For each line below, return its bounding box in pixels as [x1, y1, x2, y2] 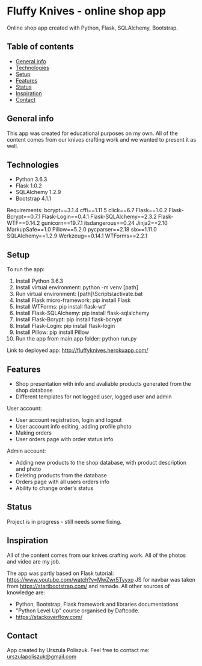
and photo [15, 465, 41, 473]
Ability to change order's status [15, 485, 94, 492]
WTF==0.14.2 [7, 219, 40, 227]
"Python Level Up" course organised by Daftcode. [15, 607, 140, 614]
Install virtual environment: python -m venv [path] [15, 284, 139, 291]
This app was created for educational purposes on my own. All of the [7, 130, 178, 137]
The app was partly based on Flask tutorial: [7, 570, 114, 577]
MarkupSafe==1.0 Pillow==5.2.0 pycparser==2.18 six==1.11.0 [7, 226, 157, 233]
